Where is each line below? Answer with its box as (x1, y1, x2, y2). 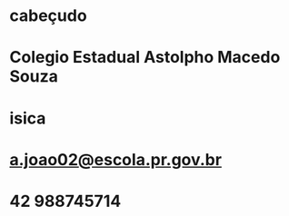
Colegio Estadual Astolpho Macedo (9, 47, 281, 68)
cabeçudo (9, 5, 88, 26)
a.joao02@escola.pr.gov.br (9, 149, 223, 170)
